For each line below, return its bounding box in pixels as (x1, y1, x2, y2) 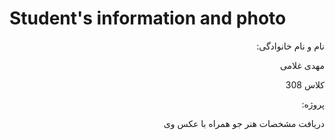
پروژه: (301, 98, 325, 110)
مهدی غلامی (279, 59, 325, 71)
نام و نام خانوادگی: (256, 40, 325, 52)
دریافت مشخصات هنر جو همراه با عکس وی (163, 117, 325, 129)
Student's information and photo (9, 7, 287, 30)
